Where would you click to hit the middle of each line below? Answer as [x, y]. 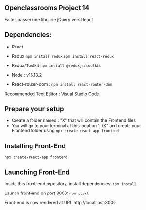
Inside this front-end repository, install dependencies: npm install [71, 184]
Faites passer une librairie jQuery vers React [49, 19]
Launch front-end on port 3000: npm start [47, 193]
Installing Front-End [35, 146]
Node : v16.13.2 [27, 75]
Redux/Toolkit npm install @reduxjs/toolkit [56, 65]
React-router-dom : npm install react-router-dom [62, 84]
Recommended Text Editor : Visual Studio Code [52, 94]
